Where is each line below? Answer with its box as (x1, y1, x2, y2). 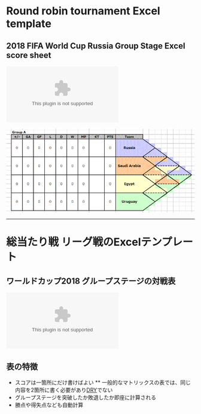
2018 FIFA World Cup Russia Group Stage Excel (6, 41, 185, 51)
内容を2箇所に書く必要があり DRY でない (14, 386, 113, 393)
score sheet (6, 50, 52, 60)
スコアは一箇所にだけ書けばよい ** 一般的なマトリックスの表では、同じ (14, 379, 191, 386)
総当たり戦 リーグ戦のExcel (6, 235, 142, 249)
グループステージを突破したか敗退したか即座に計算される (14, 394, 157, 401)
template (6, 17, 52, 31)
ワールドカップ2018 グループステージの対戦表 (6, 276, 176, 286)
